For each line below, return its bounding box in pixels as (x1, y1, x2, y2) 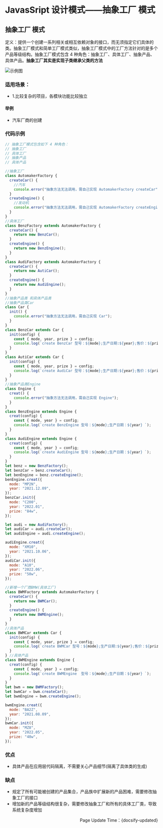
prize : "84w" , (9, 509, 38, 513)
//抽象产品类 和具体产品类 (5, 296, 52, 300)
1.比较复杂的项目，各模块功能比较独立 (12, 93, 88, 99)
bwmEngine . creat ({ (5, 703, 42, 708)
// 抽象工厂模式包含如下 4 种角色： (5, 142, 69, 147)
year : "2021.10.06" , (9, 549, 51, 554)
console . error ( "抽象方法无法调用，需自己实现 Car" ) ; (14, 314, 113, 319)
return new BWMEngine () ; (14, 612, 64, 617)
